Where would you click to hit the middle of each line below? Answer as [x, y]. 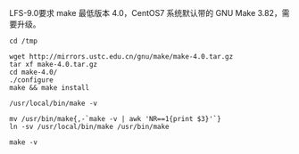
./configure [31, 80]
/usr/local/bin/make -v [54, 103]
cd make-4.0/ [33, 72]
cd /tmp [24, 41]
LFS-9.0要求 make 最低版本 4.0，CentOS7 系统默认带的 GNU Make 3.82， [146, 13]
